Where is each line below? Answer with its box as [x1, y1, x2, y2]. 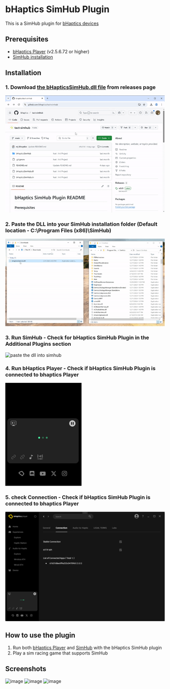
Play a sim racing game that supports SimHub [12, 650, 108, 656]
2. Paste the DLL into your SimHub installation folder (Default [5, 221, 158, 228]
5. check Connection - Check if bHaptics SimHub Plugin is [5, 493, 151, 500]
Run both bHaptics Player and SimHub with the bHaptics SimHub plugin [12, 644, 162, 650]
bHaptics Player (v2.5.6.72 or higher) [12, 48, 90, 54]
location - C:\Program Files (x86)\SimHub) [5, 227, 111, 234]
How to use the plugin [5, 631, 76, 640]
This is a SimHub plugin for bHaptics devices [5, 20, 99, 26]
